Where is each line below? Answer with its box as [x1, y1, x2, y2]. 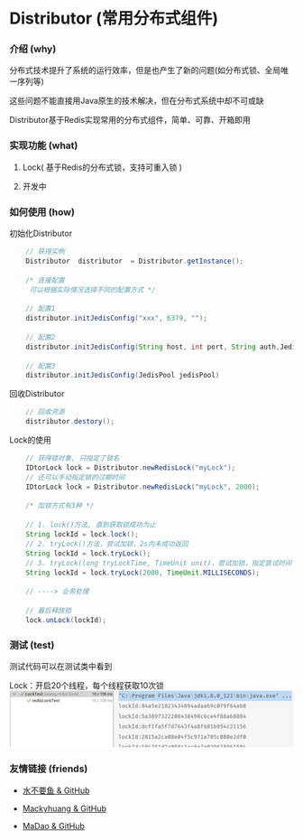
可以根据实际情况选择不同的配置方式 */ [29, 285, 156, 294]
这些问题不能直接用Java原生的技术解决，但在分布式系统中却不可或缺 [9, 96, 264, 107]
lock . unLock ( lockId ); [25, 615, 106, 624]
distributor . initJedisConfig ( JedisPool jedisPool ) [25, 371, 220, 380]
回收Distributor [9, 388, 65, 399]
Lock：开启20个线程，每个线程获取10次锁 [9, 680, 164, 691]
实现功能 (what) [9, 139, 78, 152]
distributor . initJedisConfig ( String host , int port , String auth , [25, 342, 280, 351]
